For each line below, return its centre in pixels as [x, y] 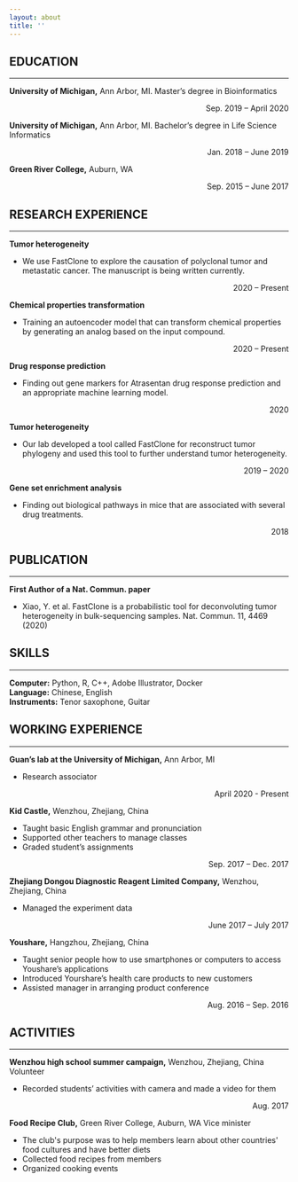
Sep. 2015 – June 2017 [248, 186]
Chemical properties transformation [77, 305]
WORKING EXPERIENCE [76, 729]
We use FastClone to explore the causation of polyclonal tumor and [145, 262]
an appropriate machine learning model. [95, 393]
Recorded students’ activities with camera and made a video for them [149, 1089]
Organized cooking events [70, 1169]
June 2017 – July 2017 [248, 925]
